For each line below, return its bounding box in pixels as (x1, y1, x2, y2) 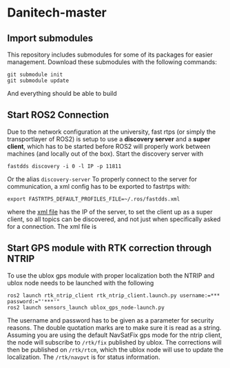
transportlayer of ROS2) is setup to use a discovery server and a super (7, 134, 211, 143)
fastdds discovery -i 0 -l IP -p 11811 (7, 163, 122, 170)
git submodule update (7, 77, 70, 84)
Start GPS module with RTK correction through (7, 243, 212, 254)
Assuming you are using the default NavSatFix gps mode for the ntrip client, (7, 331, 222, 339)
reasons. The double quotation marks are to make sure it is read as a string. (7, 323, 222, 331)
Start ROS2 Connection (7, 109, 109, 121)
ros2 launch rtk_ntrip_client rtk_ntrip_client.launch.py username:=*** (7, 292, 220, 299)
